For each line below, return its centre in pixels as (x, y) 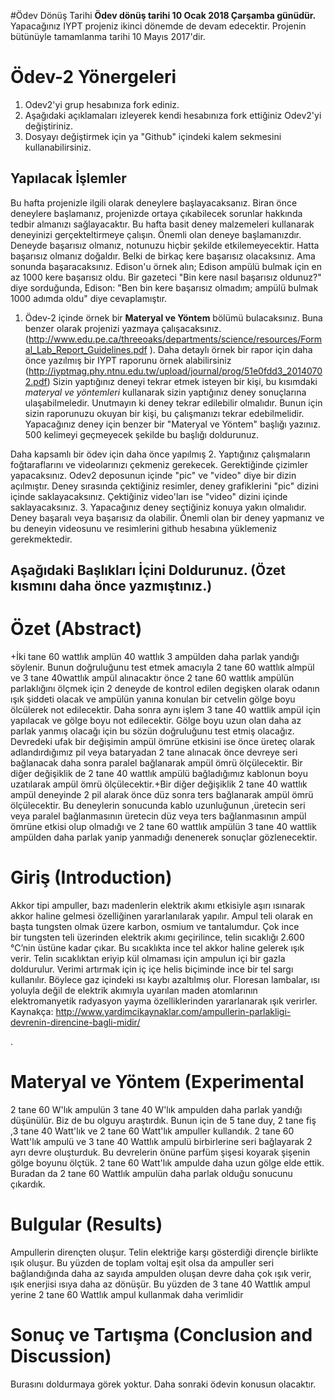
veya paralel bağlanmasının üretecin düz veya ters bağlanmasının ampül (158, 816)
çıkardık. (28, 1184)
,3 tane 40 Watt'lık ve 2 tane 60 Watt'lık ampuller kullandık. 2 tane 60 (152, 1131)
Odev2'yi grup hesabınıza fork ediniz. (102, 104)
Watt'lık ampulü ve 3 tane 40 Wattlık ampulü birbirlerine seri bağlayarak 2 (161, 1141)
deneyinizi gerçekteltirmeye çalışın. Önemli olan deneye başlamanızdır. (156, 234)
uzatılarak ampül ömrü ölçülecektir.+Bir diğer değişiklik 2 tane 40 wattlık (159, 784)
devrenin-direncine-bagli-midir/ (75, 1022)
